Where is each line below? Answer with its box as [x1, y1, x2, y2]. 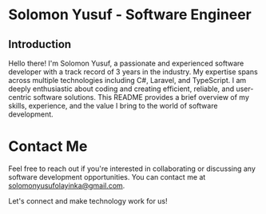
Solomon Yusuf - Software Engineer [8, 6, 252, 24]
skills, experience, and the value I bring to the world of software [8, 101, 218, 110]
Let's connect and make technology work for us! [8, 196, 168, 205]
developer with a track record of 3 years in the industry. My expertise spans [8, 67, 258, 77]
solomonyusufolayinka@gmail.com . [8, 180, 125, 190]
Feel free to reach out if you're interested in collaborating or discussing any [8, 164, 256, 173]
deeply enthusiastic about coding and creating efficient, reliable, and [8, 84, 235, 93]
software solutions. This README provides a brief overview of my [33, 93, 250, 101]
